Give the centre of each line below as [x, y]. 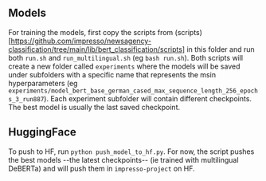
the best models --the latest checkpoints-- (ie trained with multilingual [123, 159]
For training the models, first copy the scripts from [91, 32]
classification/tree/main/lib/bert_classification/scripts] [97, 49]
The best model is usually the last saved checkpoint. [94, 107]
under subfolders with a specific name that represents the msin [112, 74]
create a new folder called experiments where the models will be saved [124, 66]
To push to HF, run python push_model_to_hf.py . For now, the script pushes [131, 151]
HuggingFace [43, 132]
